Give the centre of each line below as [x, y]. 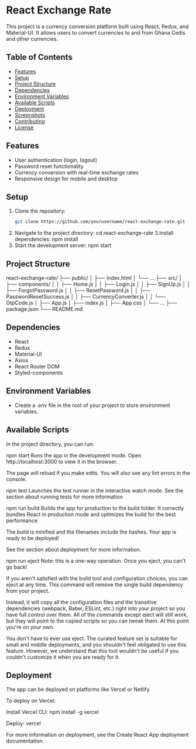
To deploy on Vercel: [31, 701]
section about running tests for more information [65, 497]
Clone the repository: [40, 211]
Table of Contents [39, 57]
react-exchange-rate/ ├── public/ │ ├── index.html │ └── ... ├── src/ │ [94, 278]
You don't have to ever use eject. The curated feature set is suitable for [92, 638]
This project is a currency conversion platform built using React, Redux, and [97, 26]
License [24, 127]
